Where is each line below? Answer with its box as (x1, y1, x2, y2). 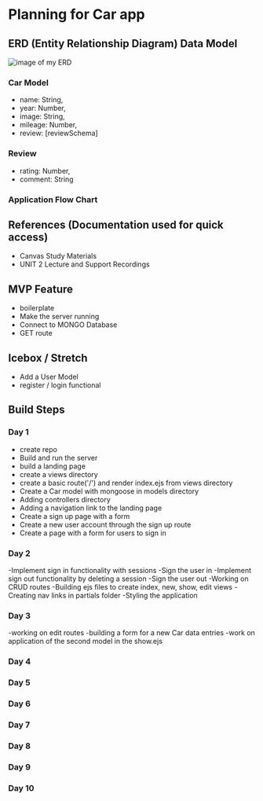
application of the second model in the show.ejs (8, 637, 163, 646)
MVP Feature (8, 282, 73, 296)
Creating (8, 590, 37, 600)
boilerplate (19, 303, 55, 313)
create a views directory (19, 469, 98, 479)
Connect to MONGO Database (19, 320, 118, 329)
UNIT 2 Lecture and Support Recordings (19, 259, 151, 269)
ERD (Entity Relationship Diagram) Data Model (8, 37, 238, 50)
